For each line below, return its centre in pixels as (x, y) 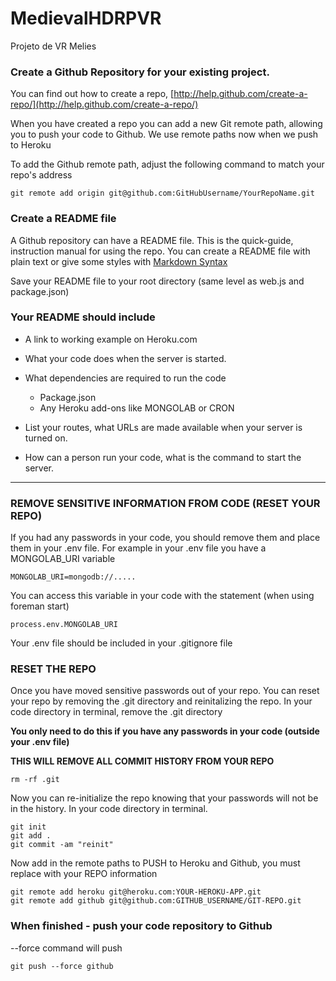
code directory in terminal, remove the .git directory (116, 712)
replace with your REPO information (84, 874)
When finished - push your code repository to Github (141, 926)
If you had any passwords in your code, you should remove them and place (165, 538)
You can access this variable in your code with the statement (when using (162, 596)
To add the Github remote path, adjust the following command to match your (167, 164)
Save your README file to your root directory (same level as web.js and (157, 281)
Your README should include (83, 317)
